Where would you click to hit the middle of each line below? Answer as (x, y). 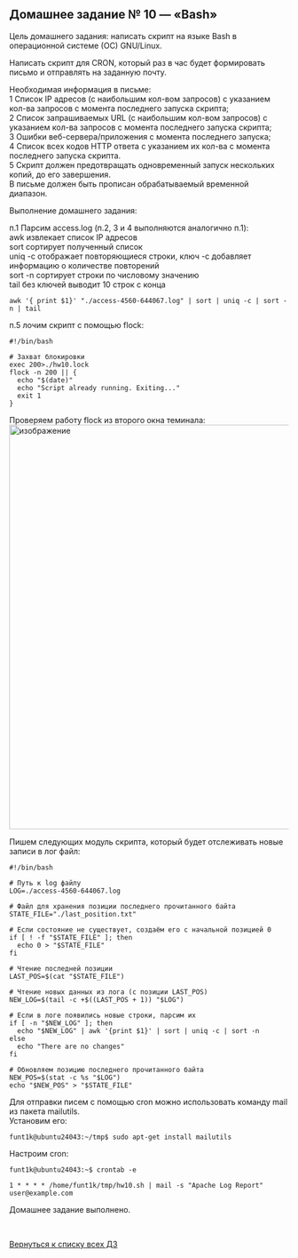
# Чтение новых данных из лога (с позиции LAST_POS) (109, 992)
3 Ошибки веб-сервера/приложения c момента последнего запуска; (140, 136)
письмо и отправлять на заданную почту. (88, 72)
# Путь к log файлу (45, 883)
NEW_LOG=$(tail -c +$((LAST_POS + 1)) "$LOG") (97, 999)
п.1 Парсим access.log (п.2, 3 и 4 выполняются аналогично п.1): (129, 228)
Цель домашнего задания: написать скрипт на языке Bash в (123, 36)
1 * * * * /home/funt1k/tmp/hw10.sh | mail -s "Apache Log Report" (137, 1185)
